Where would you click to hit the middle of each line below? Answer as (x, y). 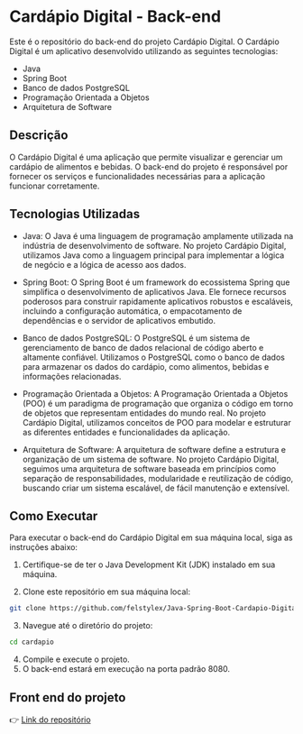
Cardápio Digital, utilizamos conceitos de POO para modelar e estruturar (156, 422)
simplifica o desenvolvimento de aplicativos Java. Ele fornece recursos (154, 291)
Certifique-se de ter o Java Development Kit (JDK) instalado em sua (149, 564)
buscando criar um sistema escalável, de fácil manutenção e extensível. (156, 488)
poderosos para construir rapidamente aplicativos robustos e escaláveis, (157, 301)
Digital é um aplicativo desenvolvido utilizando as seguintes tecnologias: (144, 50)
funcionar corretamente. (55, 186)
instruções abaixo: (44, 547)
